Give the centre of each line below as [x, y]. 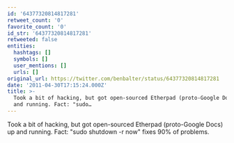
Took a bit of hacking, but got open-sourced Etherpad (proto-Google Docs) [115, 124]
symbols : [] [31, 59]
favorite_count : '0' [37, 27]
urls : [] [26, 72]
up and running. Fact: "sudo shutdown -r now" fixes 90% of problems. [108, 131]
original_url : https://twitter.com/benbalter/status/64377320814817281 [113, 78]
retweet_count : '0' [36, 20]
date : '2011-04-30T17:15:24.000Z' [57, 85]
